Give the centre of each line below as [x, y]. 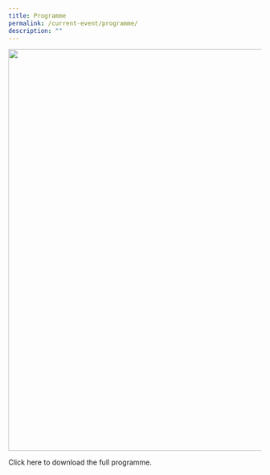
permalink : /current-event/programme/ [73, 23]
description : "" [35, 31]
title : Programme [37, 16]
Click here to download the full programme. [80, 462]
